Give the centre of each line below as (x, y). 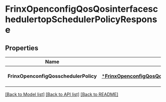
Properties (22, 48)
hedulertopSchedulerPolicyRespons (81, 19)
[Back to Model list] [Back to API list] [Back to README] (62, 94)
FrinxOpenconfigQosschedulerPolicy (52, 76)
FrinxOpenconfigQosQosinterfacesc (82, 9)
